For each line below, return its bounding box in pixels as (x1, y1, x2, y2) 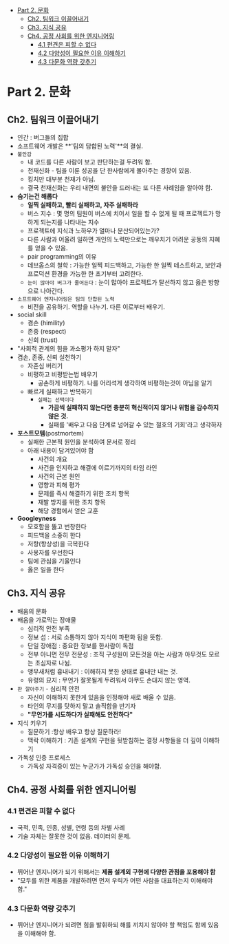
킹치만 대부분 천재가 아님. (27, 175, 96, 183)
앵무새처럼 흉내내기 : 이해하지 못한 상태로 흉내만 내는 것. (27, 667, 178, 676)
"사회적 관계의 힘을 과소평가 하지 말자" (17, 345, 120, 352)
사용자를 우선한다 (27, 548, 74, 556)
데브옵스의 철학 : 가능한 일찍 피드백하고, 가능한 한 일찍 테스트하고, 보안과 (27, 261, 222, 269)
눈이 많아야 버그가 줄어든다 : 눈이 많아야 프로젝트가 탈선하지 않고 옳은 (27, 278, 207, 286)
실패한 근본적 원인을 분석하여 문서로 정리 (27, 438, 136, 446)
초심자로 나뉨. (34, 658, 72, 667)
